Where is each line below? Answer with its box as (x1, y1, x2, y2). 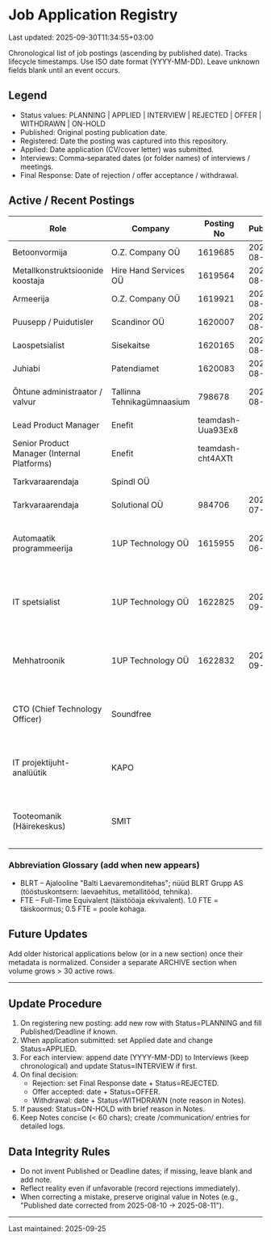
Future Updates (8, 927, 88, 941)
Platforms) (12, 458, 52, 469)
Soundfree (111, 708, 152, 719)
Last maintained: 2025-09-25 (8, 1224, 106, 1234)
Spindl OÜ (111, 475, 150, 487)
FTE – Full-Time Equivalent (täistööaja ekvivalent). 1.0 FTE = (19, 895, 219, 905)
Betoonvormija (12, 247, 68, 258)
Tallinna (111, 386, 141, 397)
